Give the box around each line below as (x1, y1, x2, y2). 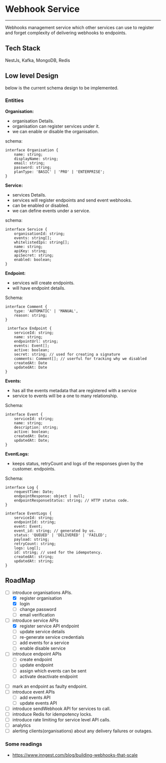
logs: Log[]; (14, 546, 41, 551)
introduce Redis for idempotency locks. (12, 711, 92, 717)
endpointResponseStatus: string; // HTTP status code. (14, 498, 129, 503)
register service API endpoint (19, 623, 79, 629)
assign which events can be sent (19, 667, 86, 674)
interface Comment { (5, 304, 48, 309)
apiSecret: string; (14, 253, 54, 258)
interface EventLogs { (5, 511, 52, 516)
